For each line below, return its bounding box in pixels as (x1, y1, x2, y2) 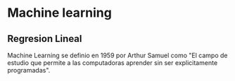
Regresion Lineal (7, 33, 82, 45)
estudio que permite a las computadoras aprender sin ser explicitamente (7, 59, 218, 67)
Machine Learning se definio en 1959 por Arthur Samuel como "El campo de (7, 51, 228, 59)
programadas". (7, 66, 51, 74)
